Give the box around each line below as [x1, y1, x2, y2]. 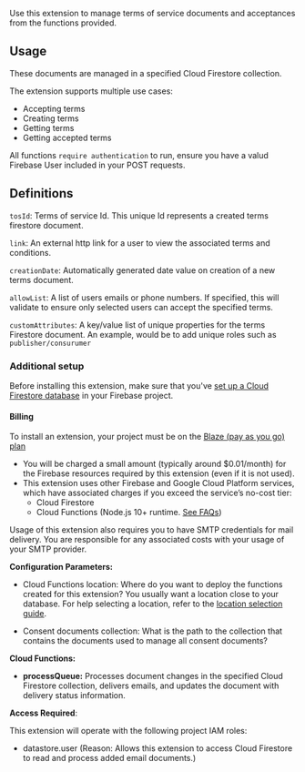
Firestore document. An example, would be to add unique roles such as [9, 329, 277, 340]
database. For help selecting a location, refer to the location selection [22, 598, 283, 609]
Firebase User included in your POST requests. [9, 159, 186, 170]
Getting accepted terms [22, 132, 112, 143]
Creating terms [22, 113, 79, 124]
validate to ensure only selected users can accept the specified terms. [9, 301, 273, 312]
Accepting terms [22, 103, 86, 114]
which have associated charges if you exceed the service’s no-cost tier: [22, 487, 292, 499]
